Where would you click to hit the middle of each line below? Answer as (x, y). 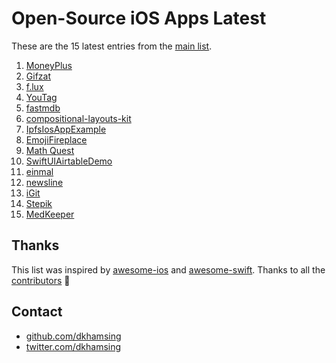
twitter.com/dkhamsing (73, 346)
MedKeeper (50, 214)
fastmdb (43, 108)
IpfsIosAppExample (66, 129)
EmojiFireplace (56, 139)
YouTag (41, 97)
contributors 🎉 (41, 280)
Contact (37, 312)
